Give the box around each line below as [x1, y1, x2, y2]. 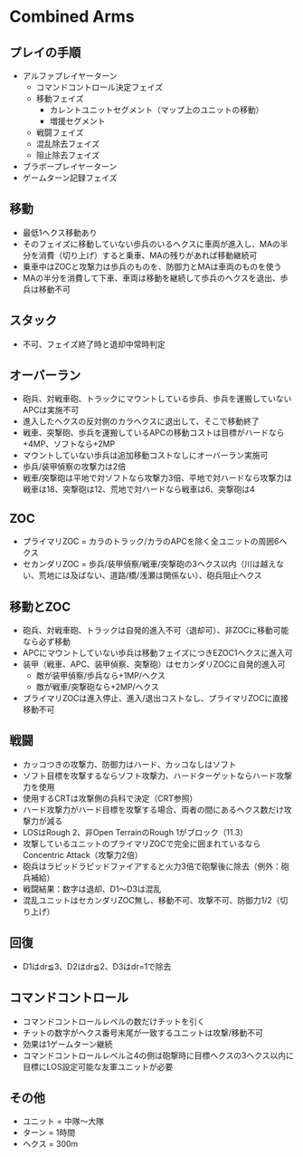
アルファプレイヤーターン [22, 71, 118, 81]
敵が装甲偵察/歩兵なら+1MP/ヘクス [35, 670, 166, 681]
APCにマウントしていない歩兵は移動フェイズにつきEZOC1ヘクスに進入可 [22, 648, 293, 659]
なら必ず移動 [22, 636, 71, 647]
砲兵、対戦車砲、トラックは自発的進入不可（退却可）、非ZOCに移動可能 [22, 625, 289, 636]
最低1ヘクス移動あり [22, 227, 98, 237]
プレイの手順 [9, 44, 81, 60]
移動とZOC [9, 599, 71, 614]
